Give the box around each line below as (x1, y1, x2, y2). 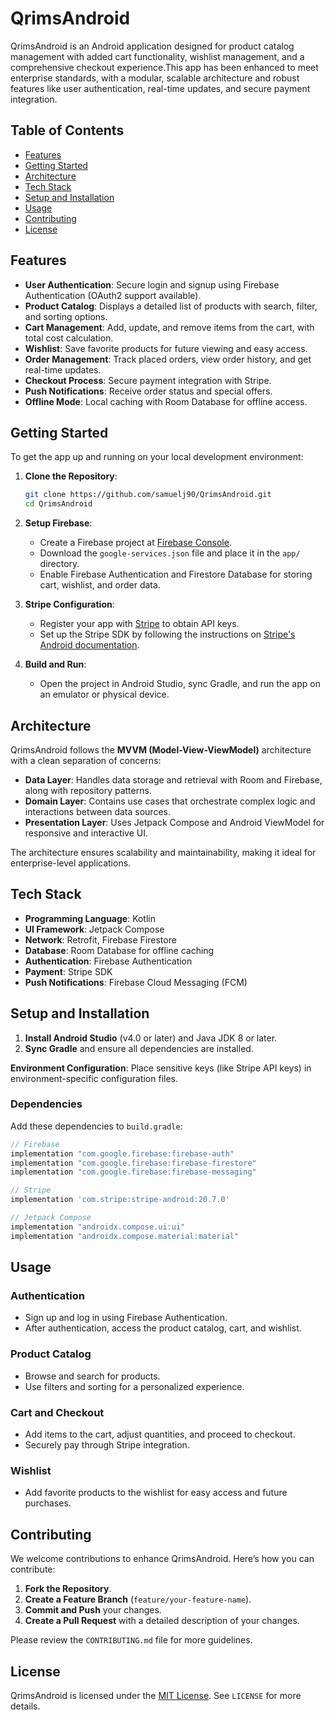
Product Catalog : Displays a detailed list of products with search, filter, (24, 300, 318, 312)
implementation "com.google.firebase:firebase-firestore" (10, 1158, 257, 1168)
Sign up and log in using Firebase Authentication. (24, 1312, 228, 1324)
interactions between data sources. (24, 805, 171, 817)
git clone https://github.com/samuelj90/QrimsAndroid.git (24, 490, 272, 500)
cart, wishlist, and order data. (39, 579, 161, 591)
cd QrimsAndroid (24, 499, 93, 509)
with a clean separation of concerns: (10, 754, 162, 766)
